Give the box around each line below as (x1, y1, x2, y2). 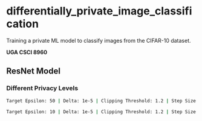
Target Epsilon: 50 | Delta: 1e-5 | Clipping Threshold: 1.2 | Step (6, 98, 183, 104)
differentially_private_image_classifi (6, 4, 192, 18)
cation (6, 17, 39, 31)
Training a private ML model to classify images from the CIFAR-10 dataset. (6, 37, 192, 44)
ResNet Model (6, 66, 60, 76)
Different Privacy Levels (6, 84, 79, 93)
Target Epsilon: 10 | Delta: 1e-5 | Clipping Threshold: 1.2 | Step (6, 108, 183, 115)
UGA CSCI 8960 (6, 48, 47, 55)
